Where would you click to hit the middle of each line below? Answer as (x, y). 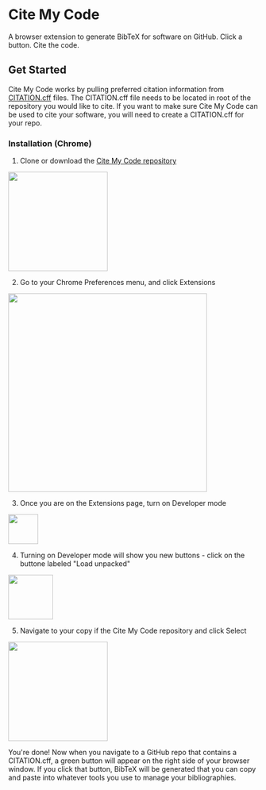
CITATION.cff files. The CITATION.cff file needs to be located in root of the (130, 98)
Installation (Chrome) (50, 143)
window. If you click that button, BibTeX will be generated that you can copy (132, 769)
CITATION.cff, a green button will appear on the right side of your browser (129, 761)
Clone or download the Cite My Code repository (98, 161)
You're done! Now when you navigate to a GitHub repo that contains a (122, 753)
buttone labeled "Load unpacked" (75, 564)
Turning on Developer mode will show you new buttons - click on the (132, 555)
